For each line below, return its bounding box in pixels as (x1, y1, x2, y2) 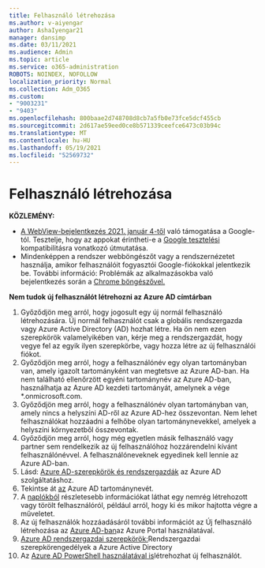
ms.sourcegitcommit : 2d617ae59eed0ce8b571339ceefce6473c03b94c (9, 122, 222, 130)
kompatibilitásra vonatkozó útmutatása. (20, 243, 148, 253)
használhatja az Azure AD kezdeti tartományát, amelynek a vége (20, 383, 230, 393)
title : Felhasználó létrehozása (9, 11, 115, 20)
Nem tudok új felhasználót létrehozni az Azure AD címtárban (9, 292, 212, 302)
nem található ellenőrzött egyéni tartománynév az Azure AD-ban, (20, 374, 232, 384)
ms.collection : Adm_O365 (9, 85, 91, 93)
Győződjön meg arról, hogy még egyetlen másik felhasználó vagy (20, 434, 233, 443)
